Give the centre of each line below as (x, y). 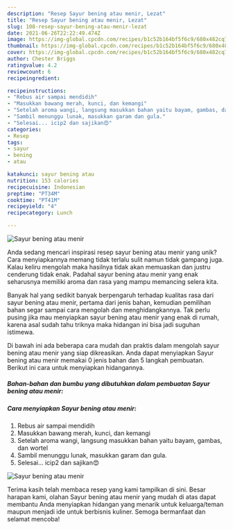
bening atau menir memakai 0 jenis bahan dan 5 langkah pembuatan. (106, 360)
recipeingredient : (34, 78)
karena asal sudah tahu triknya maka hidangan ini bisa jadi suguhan (104, 325)
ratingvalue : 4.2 (32, 65)
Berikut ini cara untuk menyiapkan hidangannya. (76, 368)
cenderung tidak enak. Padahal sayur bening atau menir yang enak (103, 274)
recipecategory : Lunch (40, 213)
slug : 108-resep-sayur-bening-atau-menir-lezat (77, 26)
